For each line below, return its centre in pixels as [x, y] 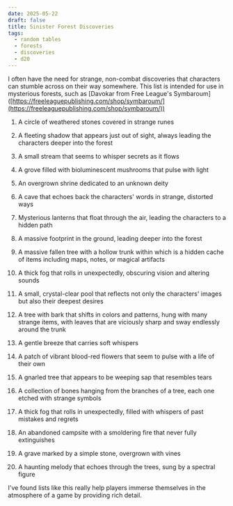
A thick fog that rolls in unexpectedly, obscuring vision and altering [114, 273]
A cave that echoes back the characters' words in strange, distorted [115, 196]
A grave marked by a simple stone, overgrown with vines [99, 453]
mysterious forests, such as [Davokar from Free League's [90, 93]
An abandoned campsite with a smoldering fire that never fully [107, 432]
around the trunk [42, 329]
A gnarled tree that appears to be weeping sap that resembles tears [115, 377]
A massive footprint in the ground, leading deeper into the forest [110, 238]
